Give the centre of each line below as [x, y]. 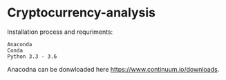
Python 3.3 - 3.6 [32, 57]
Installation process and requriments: [60, 32]
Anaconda [20, 44]
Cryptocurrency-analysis [81, 13]
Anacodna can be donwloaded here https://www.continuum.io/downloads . [113, 69]
